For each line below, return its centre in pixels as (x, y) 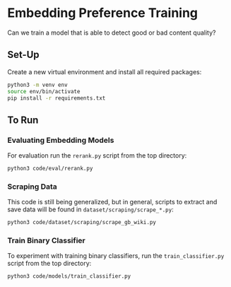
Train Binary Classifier (47, 240)
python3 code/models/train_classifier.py (69, 276)
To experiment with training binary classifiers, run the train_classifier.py (116, 256)
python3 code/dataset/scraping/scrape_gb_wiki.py (82, 223)
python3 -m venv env (38, 85)
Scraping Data (32, 187)
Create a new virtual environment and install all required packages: (105, 71)
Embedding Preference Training (103, 13)
